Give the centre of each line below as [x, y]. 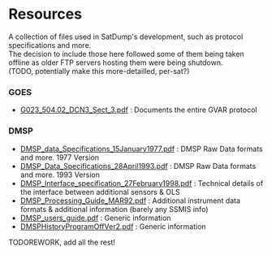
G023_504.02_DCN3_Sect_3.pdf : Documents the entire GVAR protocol [138, 110]
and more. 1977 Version [60, 157]
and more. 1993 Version [60, 175]
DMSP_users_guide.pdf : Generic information [95, 218]
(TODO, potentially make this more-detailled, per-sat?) [99, 71]
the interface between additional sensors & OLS [100, 192]
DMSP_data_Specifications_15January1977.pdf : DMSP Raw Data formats [141, 149]
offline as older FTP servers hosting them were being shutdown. [116, 63]
